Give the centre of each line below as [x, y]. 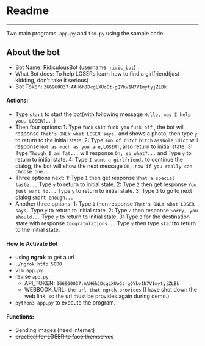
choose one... [33, 171]
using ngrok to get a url [45, 258]
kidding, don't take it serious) [52, 80]
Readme [28, 11]
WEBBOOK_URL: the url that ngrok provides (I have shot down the [110, 290]
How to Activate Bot [32, 243]
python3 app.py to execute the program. [65, 303]
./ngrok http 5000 [38, 264]
